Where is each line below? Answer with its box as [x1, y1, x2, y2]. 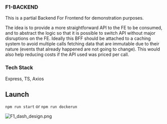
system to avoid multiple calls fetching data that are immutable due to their [5, 41, 159, 47]
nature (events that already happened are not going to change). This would [5, 46, 160, 52]
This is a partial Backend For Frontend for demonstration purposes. [5, 15, 144, 21]
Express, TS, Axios [5, 76, 44, 82]
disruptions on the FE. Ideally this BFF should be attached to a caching [5, 35, 151, 41]
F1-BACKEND [5, 4, 39, 11]
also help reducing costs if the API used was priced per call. [5, 51, 129, 57]
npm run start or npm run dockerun [5, 103, 78, 109]
